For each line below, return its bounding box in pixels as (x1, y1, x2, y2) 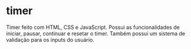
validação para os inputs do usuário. (6, 36, 94, 43)
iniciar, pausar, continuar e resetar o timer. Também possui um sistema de (6, 30, 186, 37)
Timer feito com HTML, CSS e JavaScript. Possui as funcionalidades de (6, 24, 180, 31)
